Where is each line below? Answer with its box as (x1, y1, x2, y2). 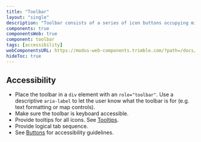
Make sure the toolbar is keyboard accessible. (14, 110, 129, 117)
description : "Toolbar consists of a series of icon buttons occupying (6, 20, 188, 26)
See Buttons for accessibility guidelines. (14, 129, 114, 136)
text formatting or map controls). (14, 104, 96, 111)
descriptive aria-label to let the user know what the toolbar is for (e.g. (14, 97, 190, 104)
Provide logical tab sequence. (14, 123, 89, 130)
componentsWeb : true (6, 31, 58, 37)
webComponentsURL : (6, 48, 52, 54)
